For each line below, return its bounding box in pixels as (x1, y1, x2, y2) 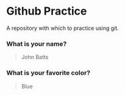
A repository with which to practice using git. (6, 24, 119, 32)
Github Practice (6, 4, 87, 18)
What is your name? (6, 40, 67, 48)
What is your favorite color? (6, 69, 90, 77)
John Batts (21, 54, 49, 61)
